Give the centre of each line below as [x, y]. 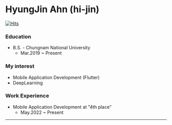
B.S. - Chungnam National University [51, 48]
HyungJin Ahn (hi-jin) [52, 9]
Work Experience [27, 96]
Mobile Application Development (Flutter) [56, 77]
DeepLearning [28, 83]
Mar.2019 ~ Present [41, 53]
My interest [20, 66]
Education [18, 37]
